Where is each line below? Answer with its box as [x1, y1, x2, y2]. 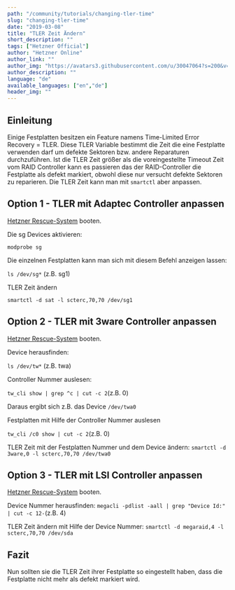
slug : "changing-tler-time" [7, 17, 90, 24]
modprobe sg [7, 243, 42, 251]
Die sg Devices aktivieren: [7, 230, 83, 238]
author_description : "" [7, 69, 77, 76]
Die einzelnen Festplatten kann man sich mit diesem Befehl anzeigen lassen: [7, 256, 227, 264]
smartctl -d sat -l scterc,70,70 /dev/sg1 [7, 296, 133, 303]
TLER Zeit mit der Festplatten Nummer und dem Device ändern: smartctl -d [7, 443, 226, 451]
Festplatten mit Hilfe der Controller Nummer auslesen [7, 416, 161, 424]
